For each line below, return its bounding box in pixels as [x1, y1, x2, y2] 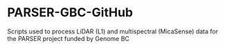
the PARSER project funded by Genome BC [7, 34, 130, 42]
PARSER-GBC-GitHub [7, 5, 134, 20]
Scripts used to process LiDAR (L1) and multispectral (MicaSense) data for [7, 27, 219, 35]
